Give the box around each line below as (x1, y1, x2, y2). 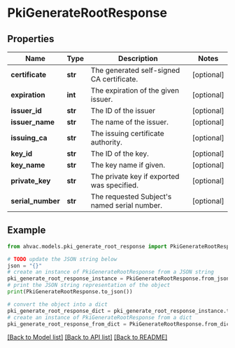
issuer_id (10, 106, 42, 115)
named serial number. (90, 201, 163, 210)
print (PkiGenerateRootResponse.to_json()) (7, 288, 133, 295)
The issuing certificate (90, 128, 164, 138)
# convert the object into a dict (7, 300, 108, 308)
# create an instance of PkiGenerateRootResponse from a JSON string (7, 269, 215, 276)
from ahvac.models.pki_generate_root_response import (7, 243, 168, 250)
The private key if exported (90, 172, 180, 181)
